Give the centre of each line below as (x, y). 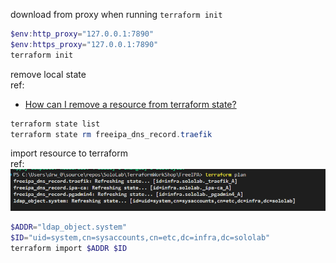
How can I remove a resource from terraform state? (130, 104)
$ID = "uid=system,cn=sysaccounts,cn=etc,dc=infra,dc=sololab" (140, 238)
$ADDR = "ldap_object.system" (69, 227)
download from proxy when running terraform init (116, 14)
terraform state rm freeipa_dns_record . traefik (111, 134)
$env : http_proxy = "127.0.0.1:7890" (82, 34)
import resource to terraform (69, 153)
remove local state (48, 74)
